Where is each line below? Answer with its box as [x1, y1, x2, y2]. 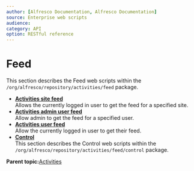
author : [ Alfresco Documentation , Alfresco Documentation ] [6, 8, 157, 15]
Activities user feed [14, 121, 65, 128]
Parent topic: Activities [6, 158, 62, 166]
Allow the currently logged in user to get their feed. [14, 127, 142, 134]
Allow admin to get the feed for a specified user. [14, 114, 134, 122]
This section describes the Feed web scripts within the [6, 77, 142, 84]
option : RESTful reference [6, 31, 74, 37]
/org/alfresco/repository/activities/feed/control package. [14, 146, 169, 154]
